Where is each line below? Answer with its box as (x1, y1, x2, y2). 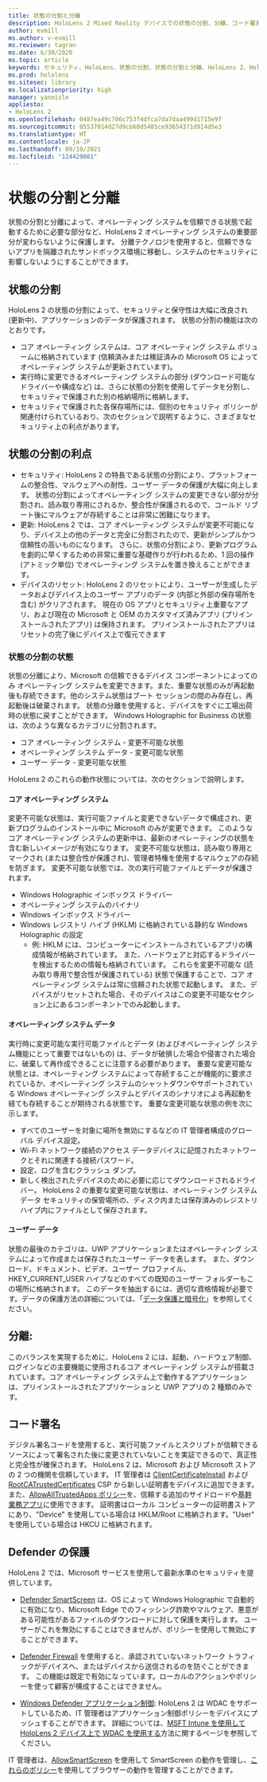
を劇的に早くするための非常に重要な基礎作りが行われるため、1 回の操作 (19, 549, 254, 559)
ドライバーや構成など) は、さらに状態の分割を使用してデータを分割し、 (19, 382, 254, 391)
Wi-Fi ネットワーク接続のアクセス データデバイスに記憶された (19, 1145, 222, 1155)
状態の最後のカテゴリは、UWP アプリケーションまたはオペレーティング (8, 1244, 242, 1254)
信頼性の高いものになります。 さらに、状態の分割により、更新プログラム (19, 540, 257, 549)
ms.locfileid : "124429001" (8, 152, 98, 160)
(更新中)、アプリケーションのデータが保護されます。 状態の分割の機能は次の (8, 316, 258, 324)
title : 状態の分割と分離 (8, 11, 81, 20)
